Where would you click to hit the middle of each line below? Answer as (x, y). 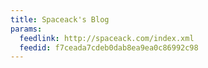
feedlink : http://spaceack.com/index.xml (107, 38)
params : (26, 29)
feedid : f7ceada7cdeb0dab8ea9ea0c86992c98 (109, 47)
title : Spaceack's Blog (60, 19)
